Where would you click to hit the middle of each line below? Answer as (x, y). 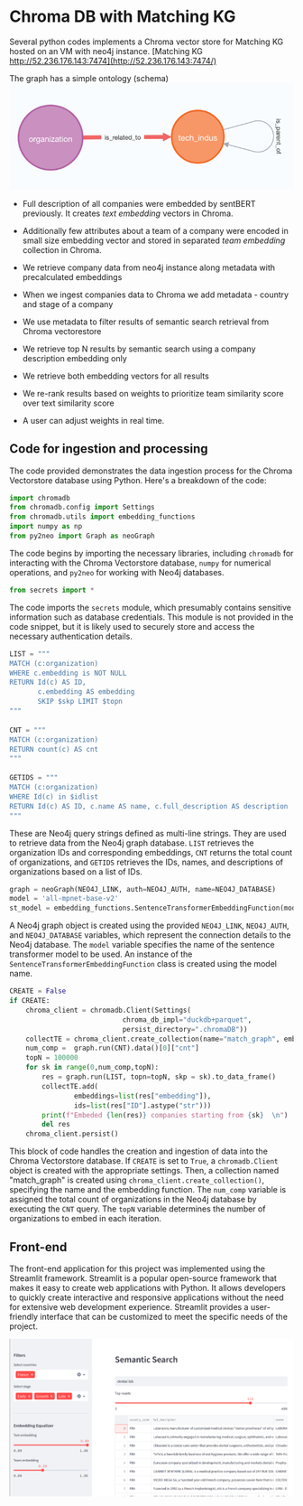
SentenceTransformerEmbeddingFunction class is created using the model (143, 964)
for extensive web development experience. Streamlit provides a (129, 1306)
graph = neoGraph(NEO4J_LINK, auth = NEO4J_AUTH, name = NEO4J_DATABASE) (143, 889)
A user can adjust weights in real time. (93, 420)
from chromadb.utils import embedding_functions (102, 517)
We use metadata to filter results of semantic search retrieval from (146, 322)
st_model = (30, 908)
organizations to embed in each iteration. (86, 1219)
